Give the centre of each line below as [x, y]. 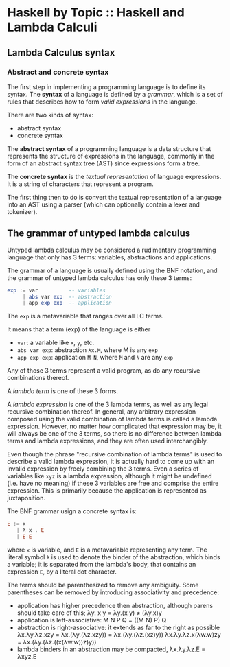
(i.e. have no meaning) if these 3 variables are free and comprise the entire [113, 483]
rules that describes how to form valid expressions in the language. [102, 102]
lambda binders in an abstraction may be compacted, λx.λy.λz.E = [111, 649]
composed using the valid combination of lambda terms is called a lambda [112, 419]
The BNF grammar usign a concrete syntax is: [72, 511]
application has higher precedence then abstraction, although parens [115, 605]
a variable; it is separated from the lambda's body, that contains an [102, 564]
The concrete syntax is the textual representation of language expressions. [114, 176]
